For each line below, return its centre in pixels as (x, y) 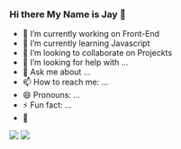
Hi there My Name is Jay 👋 (68, 14)
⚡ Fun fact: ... (47, 105)
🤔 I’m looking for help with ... (75, 63)
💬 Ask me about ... (56, 72)
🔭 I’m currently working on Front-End (91, 34)
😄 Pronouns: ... (51, 95)
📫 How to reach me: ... (65, 82)
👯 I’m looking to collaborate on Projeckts (97, 53)
